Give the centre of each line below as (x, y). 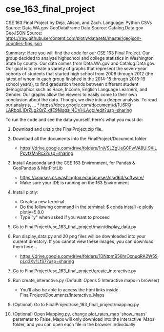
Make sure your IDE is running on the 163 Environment (74, 183)
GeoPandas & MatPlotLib (38, 168)
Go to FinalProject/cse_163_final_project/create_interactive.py (74, 271)
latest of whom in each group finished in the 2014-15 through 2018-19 (75, 79)
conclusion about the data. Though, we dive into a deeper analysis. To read (81, 99)
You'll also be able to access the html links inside (69, 289)
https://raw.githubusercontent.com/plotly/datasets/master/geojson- (73, 38)
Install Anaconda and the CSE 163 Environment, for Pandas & (74, 163)
